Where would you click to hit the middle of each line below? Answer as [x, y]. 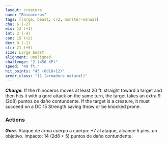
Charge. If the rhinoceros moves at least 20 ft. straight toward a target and [84, 90]
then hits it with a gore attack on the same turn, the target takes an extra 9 [83, 96]
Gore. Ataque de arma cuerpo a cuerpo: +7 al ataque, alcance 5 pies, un [81, 131]
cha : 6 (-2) [18, 24]
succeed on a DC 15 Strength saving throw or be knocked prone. [73, 106]
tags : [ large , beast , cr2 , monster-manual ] [52, 19]
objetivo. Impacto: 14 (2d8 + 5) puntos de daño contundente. [69, 136]
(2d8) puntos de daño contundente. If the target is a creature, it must [78, 101]
